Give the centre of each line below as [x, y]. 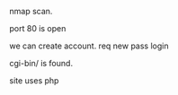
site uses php [34, 81]
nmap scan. [31, 11]
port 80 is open [38, 28]
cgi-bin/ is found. [41, 63]
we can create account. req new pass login [89, 46]
